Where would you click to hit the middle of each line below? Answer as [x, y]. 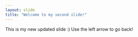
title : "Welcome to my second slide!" [46, 15]
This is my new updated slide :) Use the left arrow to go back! [69, 29]
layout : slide [20, 10]
